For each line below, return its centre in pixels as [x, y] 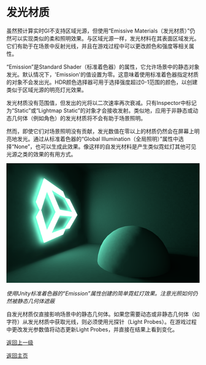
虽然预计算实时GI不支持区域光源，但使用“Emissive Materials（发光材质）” [98, 31]
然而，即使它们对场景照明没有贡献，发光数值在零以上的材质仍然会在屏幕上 [100, 131]
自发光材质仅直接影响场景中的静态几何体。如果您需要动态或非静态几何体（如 [103, 314]
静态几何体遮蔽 [36, 301]
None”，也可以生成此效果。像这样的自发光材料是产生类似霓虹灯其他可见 [105, 146]
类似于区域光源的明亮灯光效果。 [47, 90]
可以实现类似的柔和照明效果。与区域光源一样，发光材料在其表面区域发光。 [105, 38]
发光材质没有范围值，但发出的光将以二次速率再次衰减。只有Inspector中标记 [102, 102]
